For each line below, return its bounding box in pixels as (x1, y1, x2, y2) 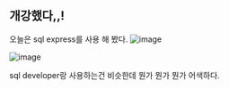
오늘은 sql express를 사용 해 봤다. (9, 34, 128, 44)
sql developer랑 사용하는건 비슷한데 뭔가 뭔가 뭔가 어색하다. (9, 69, 220, 80)
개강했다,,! (9, 8, 66, 24)
